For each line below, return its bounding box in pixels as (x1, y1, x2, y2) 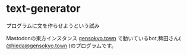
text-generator (6, 2, 81, 15)
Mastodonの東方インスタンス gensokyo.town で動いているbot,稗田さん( (6, 34, 181, 41)
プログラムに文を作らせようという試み (6, 22, 100, 29)
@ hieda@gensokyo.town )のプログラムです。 (6, 42, 117, 49)
